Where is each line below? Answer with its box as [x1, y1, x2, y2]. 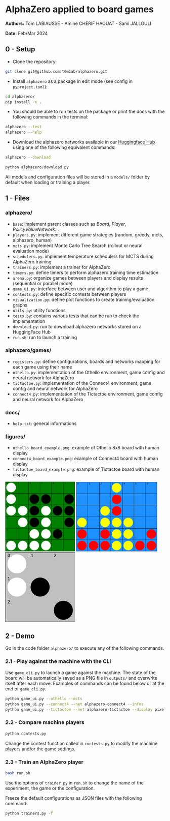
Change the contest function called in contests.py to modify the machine [5, 740, 158, 746]
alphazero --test [5, 125, 42, 130]
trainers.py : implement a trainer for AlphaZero [12, 264, 111, 270]
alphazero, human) [12, 237, 52, 243]
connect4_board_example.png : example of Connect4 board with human [12, 455, 158, 462]
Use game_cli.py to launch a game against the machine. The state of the [5, 670, 156, 676]
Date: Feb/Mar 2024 [5, 30, 48, 36]
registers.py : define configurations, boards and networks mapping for [12, 358, 161, 364]
